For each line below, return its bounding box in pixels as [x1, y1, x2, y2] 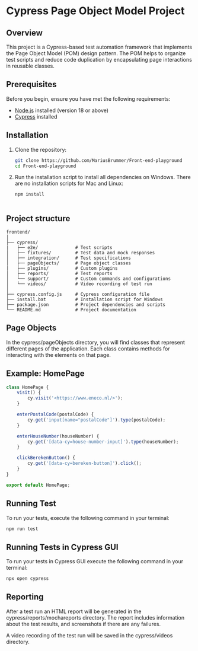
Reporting [6, 592, 44, 602]
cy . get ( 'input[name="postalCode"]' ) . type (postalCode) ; [27, 417, 166, 423]
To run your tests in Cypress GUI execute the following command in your [6, 558, 184, 565]
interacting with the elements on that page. [6, 351, 111, 358]
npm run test [6, 526, 39, 532]
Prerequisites [6, 79, 57, 90]
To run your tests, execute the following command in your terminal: [6, 514, 170, 521]
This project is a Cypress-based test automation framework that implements [6, 43, 193, 50]
